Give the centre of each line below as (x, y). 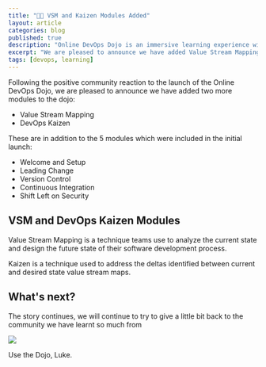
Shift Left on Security (54, 196)
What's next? (42, 297)
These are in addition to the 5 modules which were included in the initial (125, 138)
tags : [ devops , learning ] (51, 60)
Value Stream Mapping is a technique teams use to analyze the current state (133, 239)
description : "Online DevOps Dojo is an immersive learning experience (129, 45)
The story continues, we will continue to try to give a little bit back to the (126, 316)
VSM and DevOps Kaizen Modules (94, 221)
